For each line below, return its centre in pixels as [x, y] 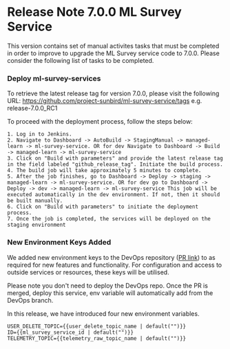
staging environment [37, 225]
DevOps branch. [30, 300]
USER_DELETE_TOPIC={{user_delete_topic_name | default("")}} [97, 326]
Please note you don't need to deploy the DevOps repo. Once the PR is [108, 285]
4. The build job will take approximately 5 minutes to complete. [104, 171]
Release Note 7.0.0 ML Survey [95, 12]
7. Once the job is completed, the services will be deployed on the [109, 219]
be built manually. [35, 201]
